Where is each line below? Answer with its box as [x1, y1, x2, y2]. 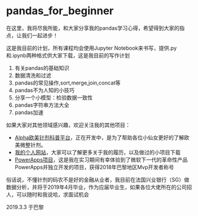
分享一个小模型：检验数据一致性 [14, 94, 93, 101]
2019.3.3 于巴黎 [6, 203, 44, 211]
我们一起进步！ [21, 31, 58, 39]
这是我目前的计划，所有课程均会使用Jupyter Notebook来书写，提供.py [6, 44, 177, 51]
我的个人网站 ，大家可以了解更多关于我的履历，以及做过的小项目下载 [14, 149, 181, 156]
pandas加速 [14, 108, 44, 116]
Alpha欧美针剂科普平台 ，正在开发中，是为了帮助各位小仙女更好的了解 [14, 134, 184, 141]
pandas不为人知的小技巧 [14, 86, 75, 94]
